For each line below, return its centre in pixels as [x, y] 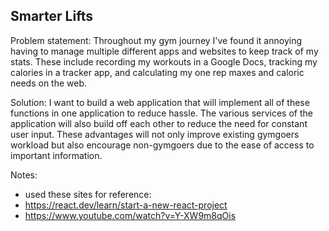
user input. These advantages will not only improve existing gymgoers [155, 134]
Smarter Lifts [51, 16]
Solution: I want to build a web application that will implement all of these [160, 102]
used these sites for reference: [88, 194]
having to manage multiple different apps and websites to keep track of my [164, 51]
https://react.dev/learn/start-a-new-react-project [126, 205]
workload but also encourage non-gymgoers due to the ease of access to [162, 145]
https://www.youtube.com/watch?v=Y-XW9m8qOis [130, 215]
